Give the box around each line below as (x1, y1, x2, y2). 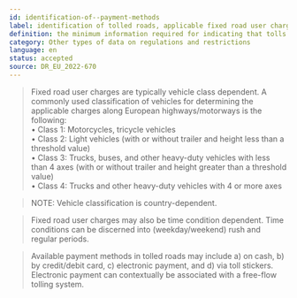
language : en (9, 46, 57, 55)
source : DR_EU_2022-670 (9, 63, 97, 72)
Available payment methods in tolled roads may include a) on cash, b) (30, 250, 285, 261)
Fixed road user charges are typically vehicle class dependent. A (30, 86, 267, 97)
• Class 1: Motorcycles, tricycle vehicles (30, 124, 177, 134)
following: (30, 114, 67, 125)
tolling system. (30, 279, 85, 289)
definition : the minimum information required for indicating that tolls (9, 29, 287, 38)
